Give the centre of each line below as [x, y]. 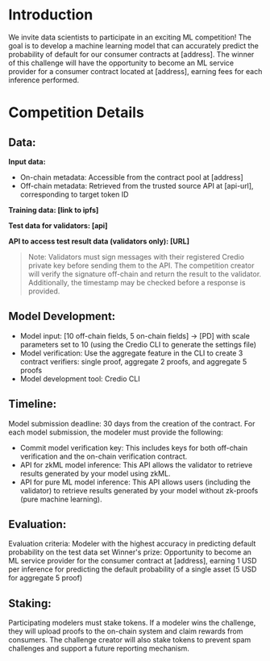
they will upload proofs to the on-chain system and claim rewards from [126, 631]
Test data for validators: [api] [58, 225]
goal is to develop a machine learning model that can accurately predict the [134, 45]
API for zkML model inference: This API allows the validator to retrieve [136, 464]
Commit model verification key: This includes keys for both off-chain [134, 447]
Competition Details [77, 112]
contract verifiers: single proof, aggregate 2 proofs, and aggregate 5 [133, 361]
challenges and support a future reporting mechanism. [99, 649]
